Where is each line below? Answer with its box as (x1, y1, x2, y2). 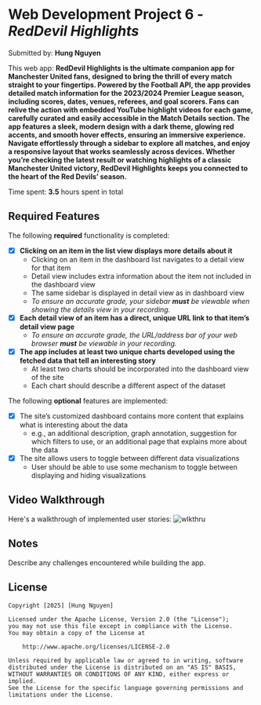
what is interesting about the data (19, 420, 128, 429)
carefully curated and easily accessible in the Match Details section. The (8, 113, 250, 122)
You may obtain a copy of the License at (8, 629, 146, 637)
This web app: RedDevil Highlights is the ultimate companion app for (8, 63, 235, 72)
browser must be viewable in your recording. (31, 338, 177, 348)
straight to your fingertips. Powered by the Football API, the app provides (8, 80, 251, 89)
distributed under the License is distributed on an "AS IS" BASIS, (8, 663, 237, 671)
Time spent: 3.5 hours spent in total (8, 187, 124, 196)
